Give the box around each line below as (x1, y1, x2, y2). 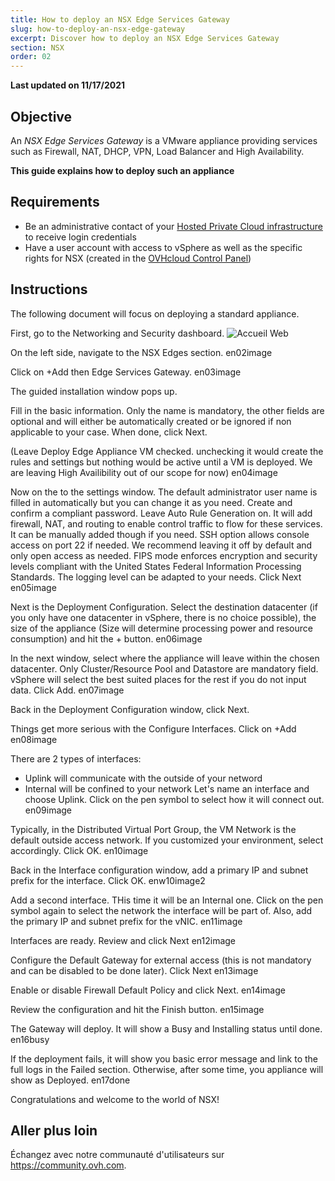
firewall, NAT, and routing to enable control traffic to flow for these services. (10, 517, 323, 530)
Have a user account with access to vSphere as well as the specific (24, 241, 303, 253)
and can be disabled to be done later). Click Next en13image (10, 964, 259, 976)
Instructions (10, 281, 88, 298)
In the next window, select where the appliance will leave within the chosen (10, 652, 320, 664)
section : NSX (10, 42, 65, 53)
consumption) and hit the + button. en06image (10, 632, 203, 645)
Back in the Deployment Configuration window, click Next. (10, 703, 250, 715)
